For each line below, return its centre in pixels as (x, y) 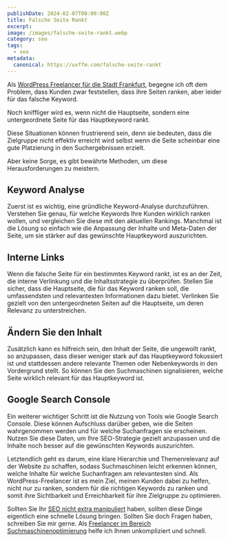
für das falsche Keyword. (43, 99)
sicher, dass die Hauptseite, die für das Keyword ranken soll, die (98, 289)
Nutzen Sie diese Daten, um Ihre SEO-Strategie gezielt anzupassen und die (114, 438)
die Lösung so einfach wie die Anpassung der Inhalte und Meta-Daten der (112, 229)
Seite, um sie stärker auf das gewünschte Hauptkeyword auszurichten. (107, 236)
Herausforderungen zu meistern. (53, 168)
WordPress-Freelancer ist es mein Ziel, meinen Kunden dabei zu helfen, (109, 481)
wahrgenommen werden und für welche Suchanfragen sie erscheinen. (107, 430)
